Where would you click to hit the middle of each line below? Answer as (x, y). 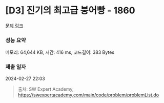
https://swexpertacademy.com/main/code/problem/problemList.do (88, 95)
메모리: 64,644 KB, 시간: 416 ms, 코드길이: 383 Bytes (60, 52)
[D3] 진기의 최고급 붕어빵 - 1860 (70, 11)
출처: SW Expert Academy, (46, 89)
